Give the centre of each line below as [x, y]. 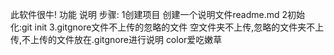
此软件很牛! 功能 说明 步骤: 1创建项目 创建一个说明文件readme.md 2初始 [157, 14]
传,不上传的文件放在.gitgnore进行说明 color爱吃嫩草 [116, 39]
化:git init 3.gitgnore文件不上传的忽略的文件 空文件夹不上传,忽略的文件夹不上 [167, 27]
